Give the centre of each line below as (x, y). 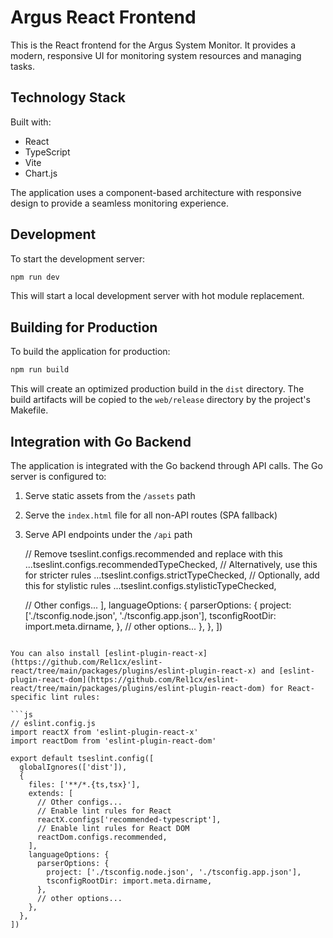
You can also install (55, 653)
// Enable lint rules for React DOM (113, 828)
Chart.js (41, 173)
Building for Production (84, 327)
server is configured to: (58, 476)
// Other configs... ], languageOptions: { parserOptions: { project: (158, 605)
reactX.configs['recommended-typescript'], (129, 819)
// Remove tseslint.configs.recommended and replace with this (154, 553)
